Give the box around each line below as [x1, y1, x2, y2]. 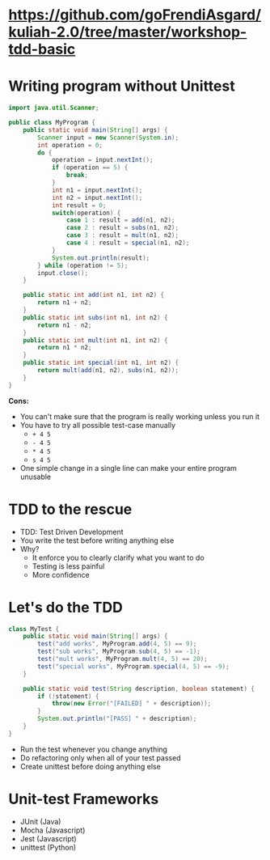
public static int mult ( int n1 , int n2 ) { [23, 336, 168, 345]
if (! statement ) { [37, 692, 99, 701]
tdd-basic [8, 40, 76, 58]
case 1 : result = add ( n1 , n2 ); [65, 216, 175, 224]
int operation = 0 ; [37, 141, 103, 149]
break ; [65, 172, 89, 180]
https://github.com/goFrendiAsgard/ [8, 6, 261, 24]
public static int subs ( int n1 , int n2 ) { [23, 313, 168, 321]
